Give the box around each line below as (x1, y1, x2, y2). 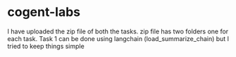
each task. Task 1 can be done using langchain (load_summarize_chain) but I (7, 34, 230, 42)
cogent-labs (7, 4, 81, 20)
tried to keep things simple (7, 42, 85, 50)
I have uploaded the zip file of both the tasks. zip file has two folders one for (7, 27, 229, 35)
